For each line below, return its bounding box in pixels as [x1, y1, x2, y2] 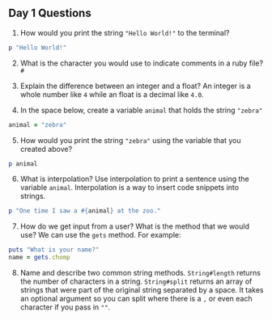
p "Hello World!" [8, 44, 67, 52]
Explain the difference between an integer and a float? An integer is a [19, 81, 251, 91]
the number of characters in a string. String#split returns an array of [19, 276, 253, 286]
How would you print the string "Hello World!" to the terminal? [19, 27, 230, 37]
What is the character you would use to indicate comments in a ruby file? [19, 58, 264, 68]
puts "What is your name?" [8, 246, 100, 254]
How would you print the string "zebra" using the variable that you [19, 135, 241, 145]
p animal [8, 159, 38, 168]
